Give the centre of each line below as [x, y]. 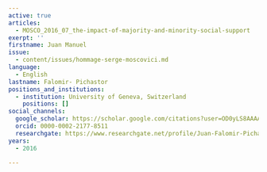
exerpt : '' [26, 38]
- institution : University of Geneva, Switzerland [101, 97]
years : [19, 141]
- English [31, 75]
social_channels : [37, 112]
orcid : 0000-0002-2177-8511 [62, 126]
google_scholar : [42, 119]
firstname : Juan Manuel [48, 45]
